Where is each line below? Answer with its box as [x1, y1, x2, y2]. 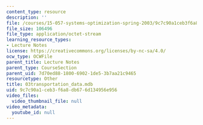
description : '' [6, 14, 47, 20]
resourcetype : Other [6, 76, 59, 82]
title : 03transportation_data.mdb [6, 82, 94, 88]
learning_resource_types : [6, 37, 71, 43]
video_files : [6, 93, 39, 99]
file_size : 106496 [6, 25, 53, 32]
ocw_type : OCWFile [6, 53, 53, 59]
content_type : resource [6, 8, 66, 15]
